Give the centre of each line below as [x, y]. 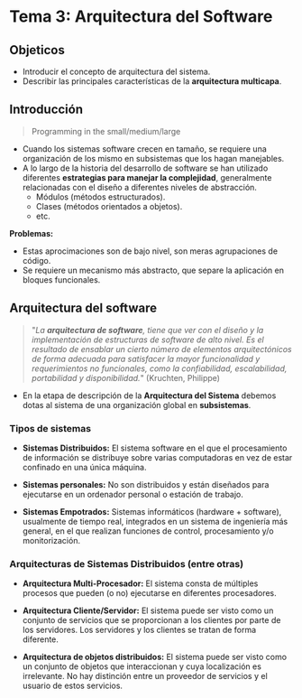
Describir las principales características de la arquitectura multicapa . [152, 81]
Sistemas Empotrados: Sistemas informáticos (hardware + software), [152, 511]
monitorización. [51, 540]
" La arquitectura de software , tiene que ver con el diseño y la [147, 330]
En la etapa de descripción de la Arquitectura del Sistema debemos [149, 396]
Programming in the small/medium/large [106, 131]
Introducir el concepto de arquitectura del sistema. [116, 71]
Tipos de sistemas [50, 428]
